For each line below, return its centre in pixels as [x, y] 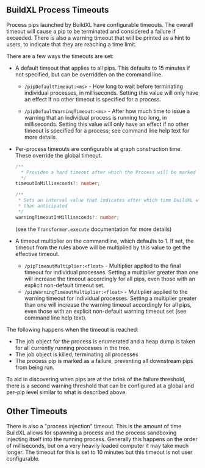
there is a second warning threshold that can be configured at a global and [100, 386]
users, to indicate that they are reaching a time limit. [72, 44]
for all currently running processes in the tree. [73, 348]
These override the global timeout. [59, 155]
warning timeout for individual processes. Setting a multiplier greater [110, 298]
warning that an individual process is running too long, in [95, 117]
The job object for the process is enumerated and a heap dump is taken [105, 341]
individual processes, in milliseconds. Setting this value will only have [111, 93]
